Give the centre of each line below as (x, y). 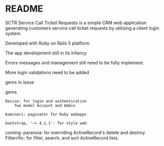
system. (13, 33)
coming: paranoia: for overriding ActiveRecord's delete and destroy (75, 132)
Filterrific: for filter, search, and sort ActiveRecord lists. (62, 138)
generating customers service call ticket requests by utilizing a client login (82, 28)
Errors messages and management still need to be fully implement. (75, 62)
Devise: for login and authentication (46, 101)
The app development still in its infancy (46, 53)
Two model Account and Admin (45, 105)
